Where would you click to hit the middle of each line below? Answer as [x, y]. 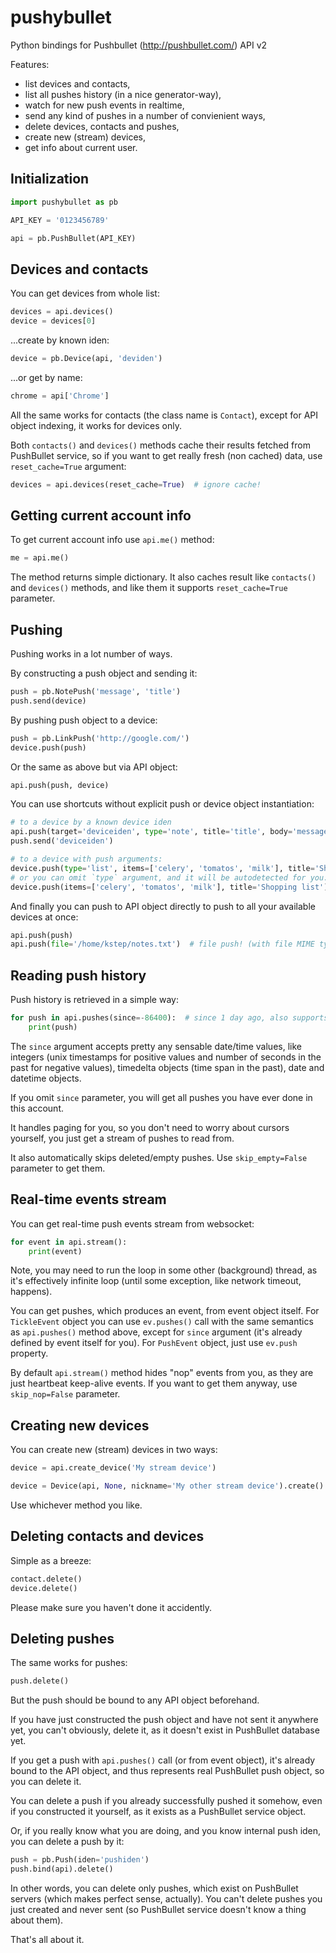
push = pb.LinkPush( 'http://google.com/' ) [100, 738]
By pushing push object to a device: [84, 720]
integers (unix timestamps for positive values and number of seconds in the [166, 1057]
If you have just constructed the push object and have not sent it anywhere [164, 1720]
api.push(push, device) [60, 785]
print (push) [53, 1027]
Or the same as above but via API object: [94, 767]
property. [29, 1353]
